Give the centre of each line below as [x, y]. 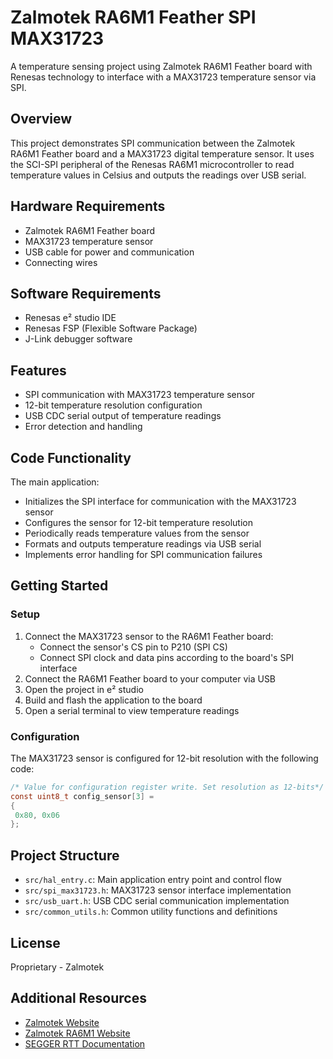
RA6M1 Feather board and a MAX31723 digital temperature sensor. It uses [162, 153]
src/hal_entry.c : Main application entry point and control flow [153, 880]
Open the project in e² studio [84, 689]
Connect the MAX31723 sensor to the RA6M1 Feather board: [149, 636]
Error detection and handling [83, 427]
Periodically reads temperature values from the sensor [137, 533]
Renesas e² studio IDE [70, 318]
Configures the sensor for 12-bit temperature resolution [138, 522]
